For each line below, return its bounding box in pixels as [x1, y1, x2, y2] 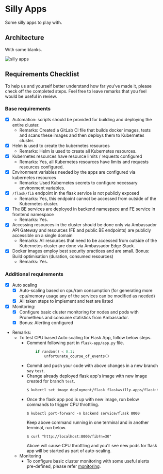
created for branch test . [26, 378, 75, 384]
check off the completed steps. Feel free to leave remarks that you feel [5, 88, 147, 94]
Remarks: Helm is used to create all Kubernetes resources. [19, 148, 137, 154]
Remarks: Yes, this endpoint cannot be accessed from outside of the [19, 196, 157, 201]
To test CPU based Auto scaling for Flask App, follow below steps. [19, 335, 152, 341]
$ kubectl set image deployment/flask [26, 387, 105, 392]
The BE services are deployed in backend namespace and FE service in [12, 206, 155, 212]
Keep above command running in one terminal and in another [26, 419, 149, 425]
